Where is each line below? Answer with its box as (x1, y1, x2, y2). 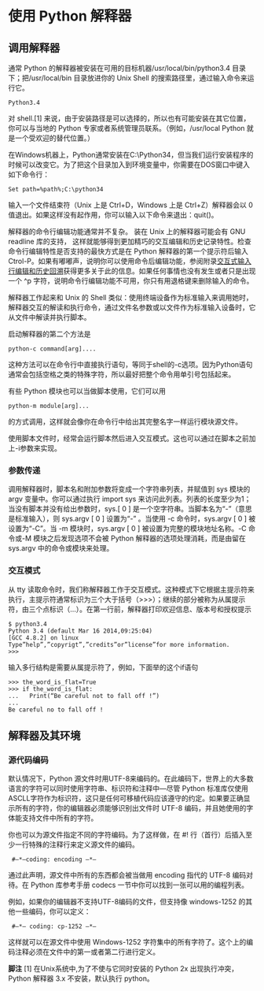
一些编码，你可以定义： (14, 907, 91, 916)
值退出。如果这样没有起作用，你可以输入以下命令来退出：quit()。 (8, 210, 218, 219)
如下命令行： (8, 170, 49, 179)
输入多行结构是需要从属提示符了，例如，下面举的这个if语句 (8, 663, 199, 672)
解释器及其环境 (8, 729, 81, 742)
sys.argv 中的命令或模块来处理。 (8, 544, 114, 553)
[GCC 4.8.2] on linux (8, 633, 79, 642)
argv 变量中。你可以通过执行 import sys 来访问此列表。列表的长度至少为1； (8, 494, 251, 504)
